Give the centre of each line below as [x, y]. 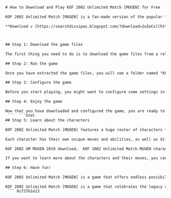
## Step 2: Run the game [32, 64]
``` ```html [21, 116]
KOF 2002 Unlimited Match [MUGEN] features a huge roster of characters [84, 130]
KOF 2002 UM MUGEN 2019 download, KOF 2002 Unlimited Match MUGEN [78, 149]
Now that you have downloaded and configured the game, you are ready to [85, 111]
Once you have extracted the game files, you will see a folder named [82, 73]
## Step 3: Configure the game [38, 82]
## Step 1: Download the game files [44, 45]
